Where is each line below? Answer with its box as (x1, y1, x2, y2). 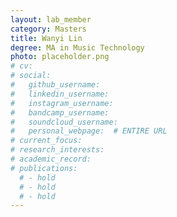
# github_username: (10, 80, 101, 90)
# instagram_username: (10, 98, 114, 108)
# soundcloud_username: (10, 117, 118, 127)
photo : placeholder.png (10, 52, 110, 62)
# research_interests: (10, 145, 105, 155)
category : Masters (10, 24, 87, 34)
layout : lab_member (10, 14, 92, 25)
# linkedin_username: (10, 89, 110, 99)
